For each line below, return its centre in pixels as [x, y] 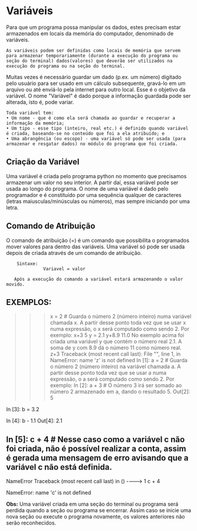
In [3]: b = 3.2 [23, 409]
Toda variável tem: [30, 113]
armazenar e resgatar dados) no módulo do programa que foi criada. [92, 144]
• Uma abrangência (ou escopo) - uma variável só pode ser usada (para [96, 139]
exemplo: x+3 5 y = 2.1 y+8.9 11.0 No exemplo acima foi [117, 335]
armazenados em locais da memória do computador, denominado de [90, 33]
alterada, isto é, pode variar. [40, 102]
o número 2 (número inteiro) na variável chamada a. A [115, 366]
